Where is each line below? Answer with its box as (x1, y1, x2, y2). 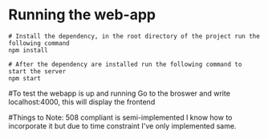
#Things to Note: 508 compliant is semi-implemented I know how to (8, 112, 233, 122)
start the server (8, 67, 67, 76)
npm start (8, 74, 42, 82)
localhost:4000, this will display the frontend (8, 96, 156, 106)
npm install (8, 46, 48, 54)
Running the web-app (8, 6, 156, 24)
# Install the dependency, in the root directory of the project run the (8, 32, 261, 40)
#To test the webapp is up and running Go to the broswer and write (8, 88, 231, 98)
